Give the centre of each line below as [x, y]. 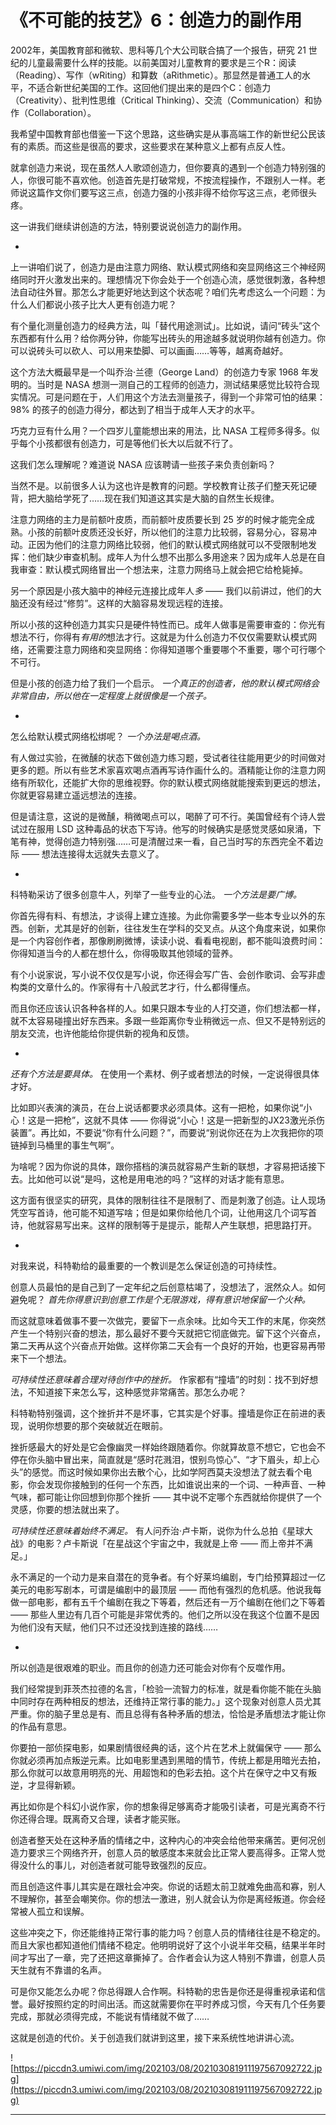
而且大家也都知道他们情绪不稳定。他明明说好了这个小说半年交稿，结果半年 [163, 1945]
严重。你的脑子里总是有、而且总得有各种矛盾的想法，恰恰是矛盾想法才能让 [163, 1713]
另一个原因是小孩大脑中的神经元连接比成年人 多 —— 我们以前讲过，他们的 [161, 590]
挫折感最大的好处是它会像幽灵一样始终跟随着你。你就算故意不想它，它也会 [163, 1447]
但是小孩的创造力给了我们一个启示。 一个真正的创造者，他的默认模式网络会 [165, 683]
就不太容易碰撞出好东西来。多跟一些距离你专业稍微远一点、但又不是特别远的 [168, 1020]
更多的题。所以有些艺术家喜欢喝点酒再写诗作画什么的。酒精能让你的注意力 [163, 770]
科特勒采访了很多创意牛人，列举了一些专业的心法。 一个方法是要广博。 [156, 894]
